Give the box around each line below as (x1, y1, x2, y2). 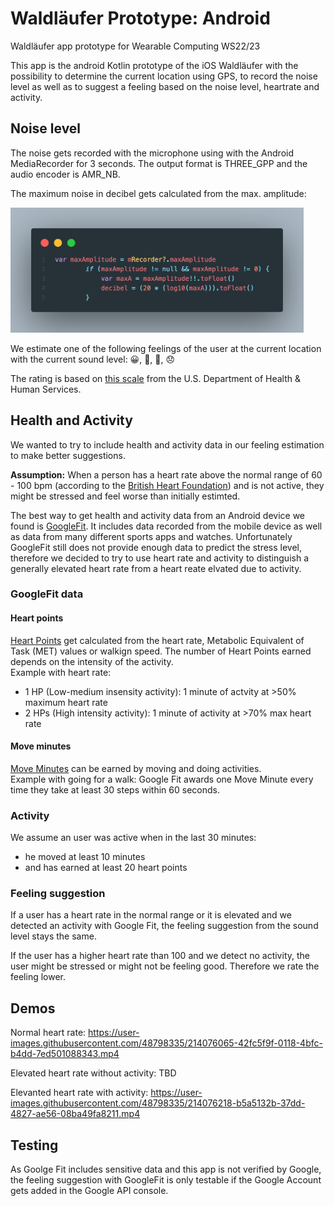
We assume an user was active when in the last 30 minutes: (10, 832, 257, 844)
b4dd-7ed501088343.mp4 (10, 1048, 120, 1060)
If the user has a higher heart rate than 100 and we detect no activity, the (10, 950, 310, 962)
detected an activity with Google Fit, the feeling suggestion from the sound (10, 920, 319, 932)
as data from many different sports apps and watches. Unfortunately (10, 530, 293, 542)
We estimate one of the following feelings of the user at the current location (10, 342, 322, 354)
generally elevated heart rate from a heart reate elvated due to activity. (10, 562, 302, 574)
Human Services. (10, 383, 82, 395)
